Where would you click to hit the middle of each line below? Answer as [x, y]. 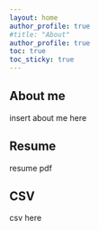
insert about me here [48, 117]
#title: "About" [40, 34]
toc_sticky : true [42, 60]
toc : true [28, 51]
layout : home [34, 18]
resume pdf [31, 168]
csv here [26, 218]
